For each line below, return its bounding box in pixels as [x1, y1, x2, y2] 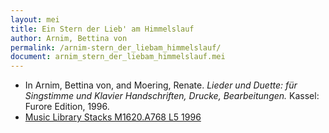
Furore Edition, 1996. [24, 101, 110, 113]
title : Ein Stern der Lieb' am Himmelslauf [10, 24, 195, 34]
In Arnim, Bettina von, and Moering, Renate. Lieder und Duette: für [24, 79, 298, 91]
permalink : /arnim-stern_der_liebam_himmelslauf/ [10, 42, 222, 53]
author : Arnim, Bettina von [10, 33, 128, 43]
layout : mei [10, 14, 60, 25]
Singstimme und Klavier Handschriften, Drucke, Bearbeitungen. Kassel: [24, 90, 320, 102]
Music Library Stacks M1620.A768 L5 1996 [24, 111, 202, 123]
